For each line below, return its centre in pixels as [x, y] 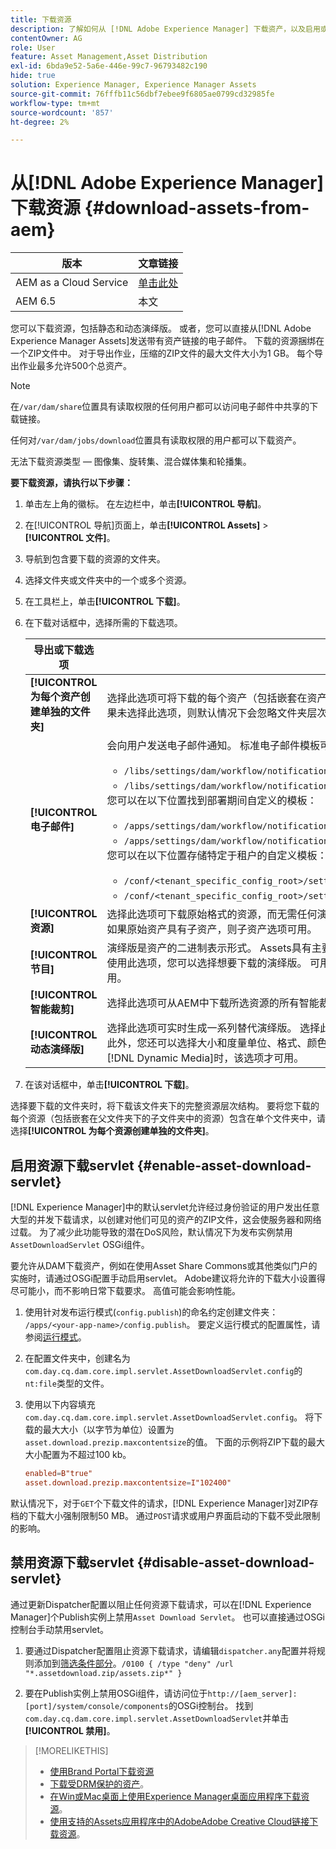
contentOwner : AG [46, 38]
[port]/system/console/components [96, 1706]
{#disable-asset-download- [225, 1562]
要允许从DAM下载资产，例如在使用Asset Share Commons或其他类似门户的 [164, 1265]
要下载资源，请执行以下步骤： [71, 483]
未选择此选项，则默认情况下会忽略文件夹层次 [222, 713]
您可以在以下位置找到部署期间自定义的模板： [212, 801]
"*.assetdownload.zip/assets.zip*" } [103, 1673]
